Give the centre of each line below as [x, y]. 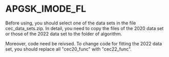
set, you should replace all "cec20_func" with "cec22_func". [69, 49]
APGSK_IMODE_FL [46, 9]
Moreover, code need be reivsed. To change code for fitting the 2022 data [84, 43]
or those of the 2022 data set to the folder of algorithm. [64, 34]
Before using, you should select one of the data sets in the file [71, 23]
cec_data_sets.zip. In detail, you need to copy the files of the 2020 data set [84, 28]
